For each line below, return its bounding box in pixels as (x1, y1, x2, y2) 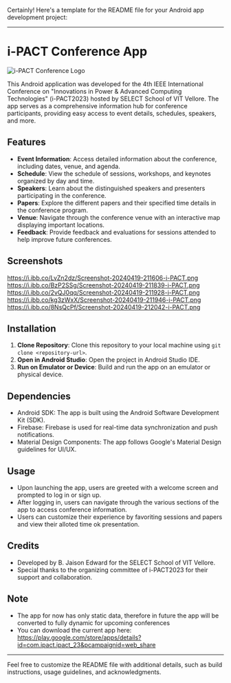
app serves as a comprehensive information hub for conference (7, 101, 188, 110)
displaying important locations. (16, 221, 105, 229)
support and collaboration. (16, 573, 93, 581)
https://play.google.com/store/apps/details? (16, 633, 142, 642)
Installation (7, 323, 56, 334)
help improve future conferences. (16, 235, 112, 243)
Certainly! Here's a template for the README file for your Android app (7, 6, 204, 14)
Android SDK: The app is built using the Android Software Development (16, 409, 219, 417)
